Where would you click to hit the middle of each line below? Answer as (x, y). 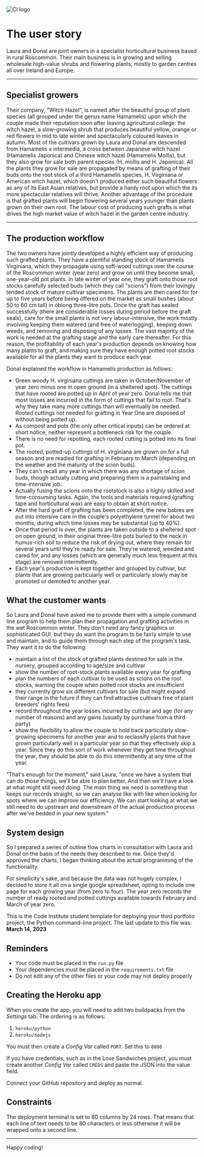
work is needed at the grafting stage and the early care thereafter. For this (99, 337)
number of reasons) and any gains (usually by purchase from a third (100, 717)
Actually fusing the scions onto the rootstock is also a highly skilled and (104, 490)
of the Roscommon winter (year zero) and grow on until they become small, (101, 272)
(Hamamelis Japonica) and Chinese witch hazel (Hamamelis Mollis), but (96, 155)
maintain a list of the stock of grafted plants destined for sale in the (99, 659)
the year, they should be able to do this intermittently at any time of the (104, 756)
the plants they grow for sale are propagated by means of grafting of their (98, 168)
